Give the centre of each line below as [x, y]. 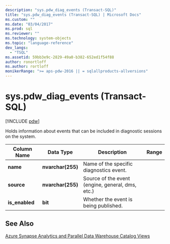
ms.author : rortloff [27, 66]
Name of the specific [108, 164]
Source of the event [107, 178]
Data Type [60, 152]
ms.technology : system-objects [38, 39]
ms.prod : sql [19, 29]
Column [23, 149]
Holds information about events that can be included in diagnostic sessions [83, 131]
